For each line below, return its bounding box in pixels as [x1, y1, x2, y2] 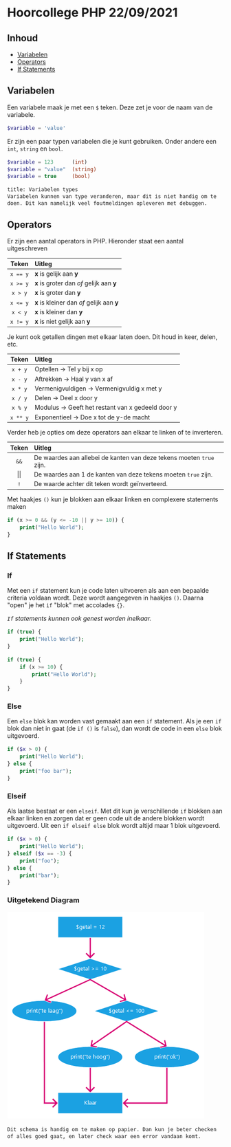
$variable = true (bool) [7, 173, 91, 180]
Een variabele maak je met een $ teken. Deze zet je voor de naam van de [7, 103, 213, 111]
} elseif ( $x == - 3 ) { [7, 850, 72, 857]
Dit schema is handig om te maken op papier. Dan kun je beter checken [7, 1126, 217, 1133]
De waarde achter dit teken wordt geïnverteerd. [34, 480, 168, 488]
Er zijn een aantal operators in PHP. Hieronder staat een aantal [7, 237, 184, 245]
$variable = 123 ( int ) [7, 158, 88, 166]
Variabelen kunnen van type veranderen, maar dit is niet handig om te [7, 193, 217, 200]
